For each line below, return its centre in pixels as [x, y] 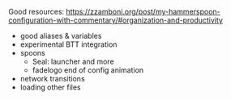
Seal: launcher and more [73, 61]
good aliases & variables [61, 36]
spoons [33, 53]
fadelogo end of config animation [88, 70]
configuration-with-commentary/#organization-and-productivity [115, 20]
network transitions [52, 79]
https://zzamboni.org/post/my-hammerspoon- [143, 12]
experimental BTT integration [68, 44]
